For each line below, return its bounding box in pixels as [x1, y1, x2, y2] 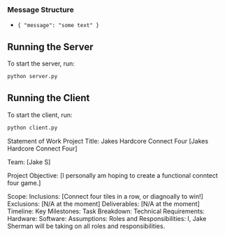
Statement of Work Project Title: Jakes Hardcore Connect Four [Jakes [7, 137, 208, 145]
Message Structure [7, 5, 75, 15]
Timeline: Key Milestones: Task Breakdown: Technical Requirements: [7, 207, 205, 215]
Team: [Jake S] [7, 158, 51, 166]
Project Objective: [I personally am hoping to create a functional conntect [7, 171, 218, 179]
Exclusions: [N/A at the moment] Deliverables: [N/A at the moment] [7, 199, 201, 208]
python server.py [7, 73, 58, 80]
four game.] [7, 178, 41, 187]
